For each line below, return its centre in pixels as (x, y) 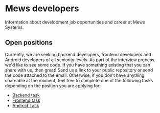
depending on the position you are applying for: (53, 86)
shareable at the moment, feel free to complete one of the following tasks (79, 80)
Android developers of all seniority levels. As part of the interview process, (80, 60)
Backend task (26, 95)
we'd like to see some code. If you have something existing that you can (78, 65)
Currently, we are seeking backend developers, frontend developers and (78, 54)
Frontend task (26, 100)
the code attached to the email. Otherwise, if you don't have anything (75, 75)
